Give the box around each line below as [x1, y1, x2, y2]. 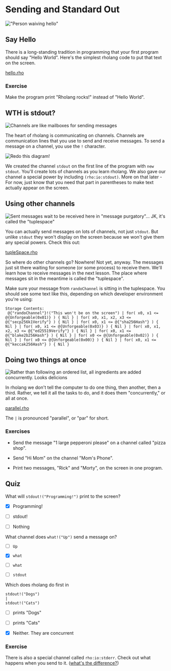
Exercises [5, 428, 31, 435]
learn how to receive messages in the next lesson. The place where [5, 270, 147, 276]
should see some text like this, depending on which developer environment [5, 290, 163, 297]
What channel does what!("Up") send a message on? [5, 534, 117, 540]
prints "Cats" [12, 620, 40, 626]
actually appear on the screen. [5, 184, 70, 191]
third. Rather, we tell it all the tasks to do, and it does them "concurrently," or [5, 390, 166, 396]
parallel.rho [5, 405, 30, 411]
